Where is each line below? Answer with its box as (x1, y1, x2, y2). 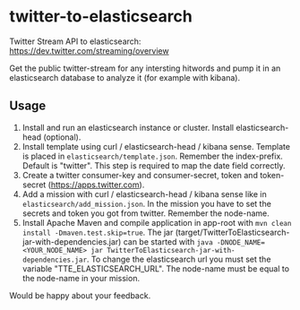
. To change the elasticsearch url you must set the (86, 254, 271, 264)
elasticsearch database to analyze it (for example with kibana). (9, 72, 240, 82)
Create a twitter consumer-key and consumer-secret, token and (21, 169, 258, 180)
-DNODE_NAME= (216, 237, 266, 247)
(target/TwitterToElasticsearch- (175, 227, 290, 237)
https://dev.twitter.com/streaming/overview (9, 45, 169, 56)
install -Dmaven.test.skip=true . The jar (21, 227, 174, 237)
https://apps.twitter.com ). (50, 179, 145, 190)
